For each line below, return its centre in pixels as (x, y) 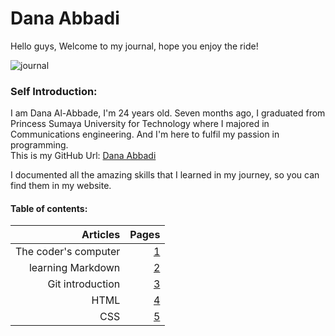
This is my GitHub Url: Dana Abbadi (83, 156)
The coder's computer (68, 252)
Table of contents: (49, 208)
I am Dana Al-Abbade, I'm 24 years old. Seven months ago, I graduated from (168, 113)
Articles (101, 235)
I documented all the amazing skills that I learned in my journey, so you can (165, 175)
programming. (39, 145)
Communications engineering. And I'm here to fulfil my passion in (145, 134)
